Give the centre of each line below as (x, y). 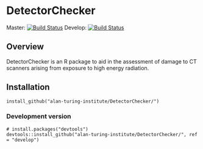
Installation (28, 87)
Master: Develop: (47, 27)
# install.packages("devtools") (47, 129)
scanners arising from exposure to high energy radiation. (78, 68)
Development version (39, 117)
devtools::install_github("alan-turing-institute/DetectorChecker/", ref (102, 134)
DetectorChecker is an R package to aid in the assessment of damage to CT (101, 61)
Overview (25, 47)
